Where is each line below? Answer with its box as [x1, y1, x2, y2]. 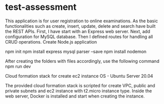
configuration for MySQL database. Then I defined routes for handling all [5, 34, 153, 40]
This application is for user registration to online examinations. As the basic [5, 18, 158, 24]
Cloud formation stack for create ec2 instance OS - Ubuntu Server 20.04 [5, 73, 153, 79]
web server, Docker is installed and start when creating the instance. [5, 93, 145, 99]
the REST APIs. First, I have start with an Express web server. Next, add [5, 28, 151, 34]
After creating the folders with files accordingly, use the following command [5, 58, 160, 64]
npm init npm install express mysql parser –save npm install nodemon [5, 49, 147, 54]
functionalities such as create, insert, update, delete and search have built [5, 23, 156, 29]
